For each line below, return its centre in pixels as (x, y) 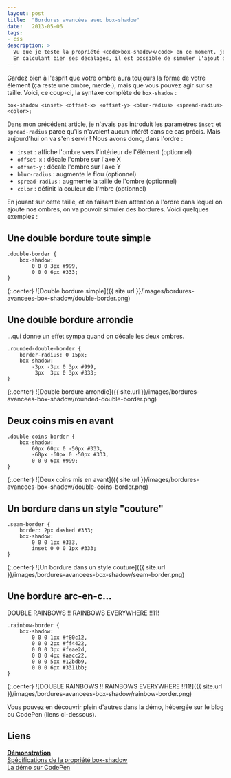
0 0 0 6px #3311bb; (60, 667)
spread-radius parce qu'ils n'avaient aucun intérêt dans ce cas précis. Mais (114, 131)
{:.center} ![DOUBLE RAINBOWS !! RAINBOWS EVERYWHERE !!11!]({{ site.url (114, 686)
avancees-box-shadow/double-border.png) (69, 298)
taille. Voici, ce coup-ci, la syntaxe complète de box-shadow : (92, 92)
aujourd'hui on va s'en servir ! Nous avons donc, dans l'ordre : (95, 138)
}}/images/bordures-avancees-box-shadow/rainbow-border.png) (100, 693)
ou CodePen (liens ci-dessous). (52, 714)
